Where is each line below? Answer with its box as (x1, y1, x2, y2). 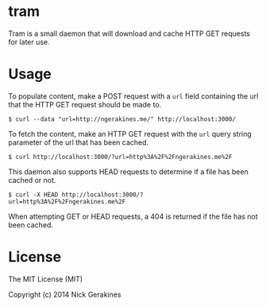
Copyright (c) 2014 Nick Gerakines (8, 290, 121, 299)
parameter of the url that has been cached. (8, 138, 149, 147)
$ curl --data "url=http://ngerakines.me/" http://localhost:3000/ (8, 115, 237, 123)
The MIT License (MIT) (8, 274, 83, 284)
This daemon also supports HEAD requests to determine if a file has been (8, 166, 249, 177)
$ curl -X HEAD (8, 190, 59, 199)
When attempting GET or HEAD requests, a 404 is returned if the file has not (8, 212, 258, 221)
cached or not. (8, 175, 56, 185)
